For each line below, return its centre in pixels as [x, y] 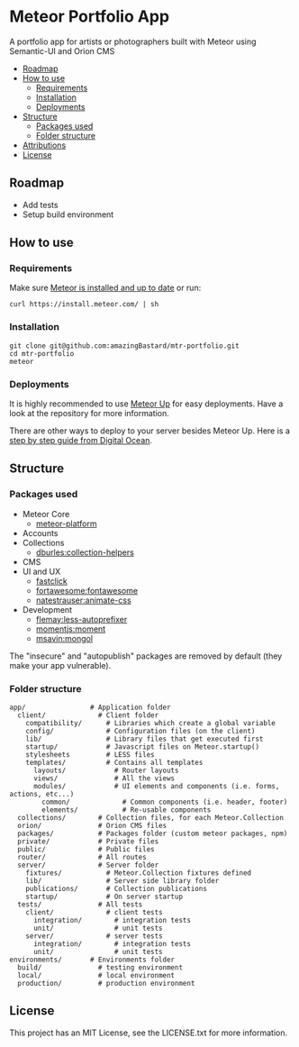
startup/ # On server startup [104, 897]
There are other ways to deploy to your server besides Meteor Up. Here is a [150, 431]
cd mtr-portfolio [42, 353]
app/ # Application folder [90, 708]
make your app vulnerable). [60, 665]
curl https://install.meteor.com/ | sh [84, 305]
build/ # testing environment [100, 968]
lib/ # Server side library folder [122, 881]
